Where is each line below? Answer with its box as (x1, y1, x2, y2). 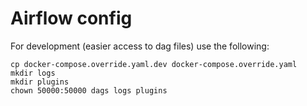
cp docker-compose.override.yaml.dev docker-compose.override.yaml (10, 59, 298, 69)
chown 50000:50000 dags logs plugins (10, 85, 168, 96)
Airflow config (10, 7, 133, 30)
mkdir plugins (10, 77, 70, 87)
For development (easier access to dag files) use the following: (10, 40, 270, 52)
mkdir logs (10, 68, 56, 78)
